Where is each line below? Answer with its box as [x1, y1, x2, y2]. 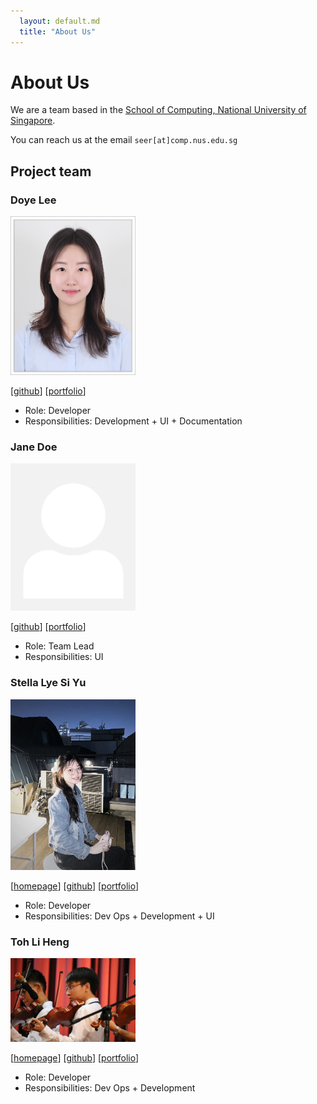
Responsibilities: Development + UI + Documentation [24, 415, 243, 427]
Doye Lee [10, 193, 57, 207]
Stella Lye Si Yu [10, 676, 87, 690]
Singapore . [10, 115, 56, 127]
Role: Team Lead [24, 640, 95, 652]
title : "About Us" [19, 26, 97, 37]
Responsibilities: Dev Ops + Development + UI [24, 910, 215, 922]
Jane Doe [10, 440, 58, 454]
